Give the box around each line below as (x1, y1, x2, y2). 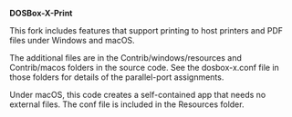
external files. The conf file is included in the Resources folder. (9, 99, 245, 110)
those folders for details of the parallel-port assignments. (9, 72, 224, 83)
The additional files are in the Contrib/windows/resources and (9, 53, 242, 63)
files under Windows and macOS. (9, 35, 135, 45)
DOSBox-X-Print (9, 8, 73, 18)
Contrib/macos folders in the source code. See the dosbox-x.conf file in (9, 63, 280, 73)
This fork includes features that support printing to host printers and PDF (9, 25, 284, 35)
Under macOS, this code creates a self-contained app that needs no (9, 90, 266, 100)
